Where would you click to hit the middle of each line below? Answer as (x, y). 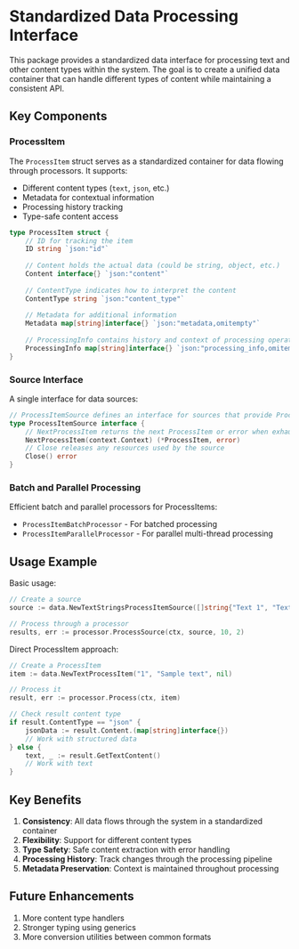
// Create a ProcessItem (55, 665)
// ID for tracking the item (79, 241)
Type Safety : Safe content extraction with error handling (126, 849)
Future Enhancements (72, 896)
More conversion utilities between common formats (117, 937)
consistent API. (37, 88)
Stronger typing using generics (79, 927)
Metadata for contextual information (88, 197)
